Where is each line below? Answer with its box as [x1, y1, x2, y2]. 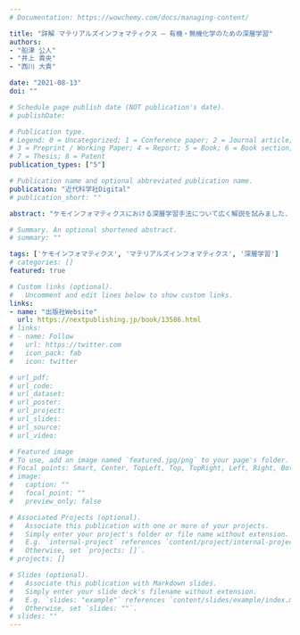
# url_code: [9, 381, 54, 391]
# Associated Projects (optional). [9, 513, 142, 522]
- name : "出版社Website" [9, 307, 98, 317]
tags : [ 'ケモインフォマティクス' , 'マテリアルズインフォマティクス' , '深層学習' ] [9, 250, 279, 259]
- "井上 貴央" [9, 54, 56, 63]
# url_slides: [9, 415, 62, 424]
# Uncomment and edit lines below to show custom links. [9, 291, 234, 300]
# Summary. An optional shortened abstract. [9, 225, 178, 235]
